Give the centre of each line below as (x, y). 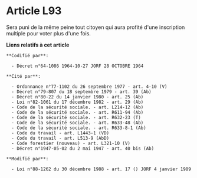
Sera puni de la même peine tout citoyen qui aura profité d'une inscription (96, 27)
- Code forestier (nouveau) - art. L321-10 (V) (71, 143)
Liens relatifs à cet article (38, 45)
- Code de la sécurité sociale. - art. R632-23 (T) (76, 117)
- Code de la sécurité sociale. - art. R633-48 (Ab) (78, 123)
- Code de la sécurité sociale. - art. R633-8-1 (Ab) (79, 128)
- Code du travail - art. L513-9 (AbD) (60, 138)
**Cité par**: (24, 76)
